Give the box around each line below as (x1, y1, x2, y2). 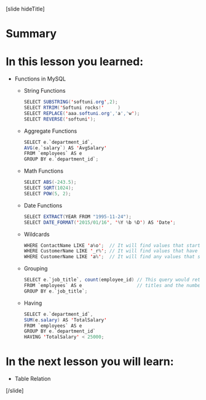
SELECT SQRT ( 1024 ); (23, 185, 74, 191)
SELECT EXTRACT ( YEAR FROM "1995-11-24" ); (23, 213, 132, 220)
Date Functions (23, 202, 63, 209)
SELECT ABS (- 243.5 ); (23, 179, 77, 186)
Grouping (23, 265, 48, 272)
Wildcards (23, 230, 50, 238)
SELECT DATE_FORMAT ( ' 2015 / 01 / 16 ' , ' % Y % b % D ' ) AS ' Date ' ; (23, 219, 176, 225)
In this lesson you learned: (6, 55, 144, 69)
